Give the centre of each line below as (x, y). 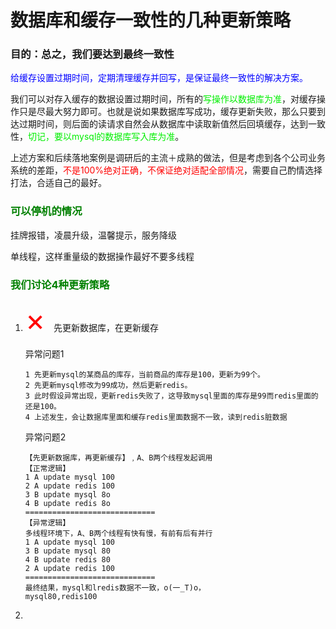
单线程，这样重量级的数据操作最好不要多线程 (102, 256)
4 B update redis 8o (67, 504)
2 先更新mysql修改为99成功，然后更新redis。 (108, 386)
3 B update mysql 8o (67, 495)
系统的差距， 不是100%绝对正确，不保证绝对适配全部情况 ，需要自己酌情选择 (166, 170)
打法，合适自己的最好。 (58, 183)
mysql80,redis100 (61, 597)
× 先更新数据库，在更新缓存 (92, 320)
